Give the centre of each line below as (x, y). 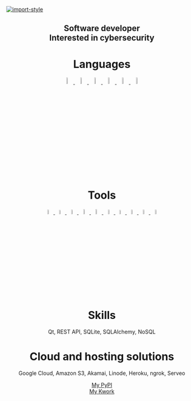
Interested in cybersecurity (102, 38)
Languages (102, 64)
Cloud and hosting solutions (102, 356)
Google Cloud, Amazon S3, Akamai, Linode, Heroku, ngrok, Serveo (102, 373)
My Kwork (102, 391)
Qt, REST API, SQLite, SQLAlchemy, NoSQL (102, 332)
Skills (102, 315)
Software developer (102, 28)
